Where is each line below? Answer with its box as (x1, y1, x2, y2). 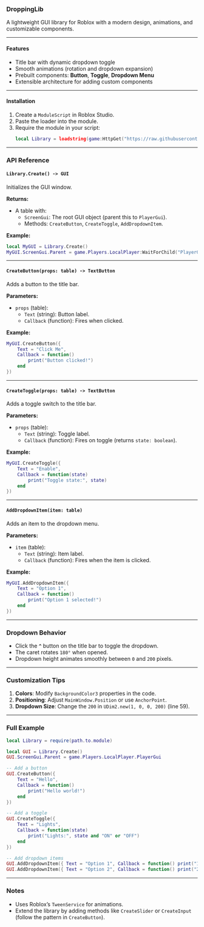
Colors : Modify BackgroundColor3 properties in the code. (15, 690, 157, 697)
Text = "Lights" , (17, 822, 61, 828)
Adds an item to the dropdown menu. (6, 520, 100, 527)
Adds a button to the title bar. (6, 280, 80, 287)
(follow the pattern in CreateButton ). (15, 913, 105, 921)
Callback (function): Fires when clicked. (24, 317, 124, 324)
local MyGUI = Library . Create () (6, 243, 88, 250)
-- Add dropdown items (6, 855, 64, 861)
